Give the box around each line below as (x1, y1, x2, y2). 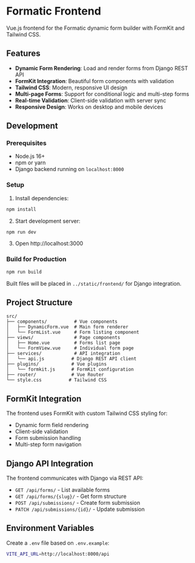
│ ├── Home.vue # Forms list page (6, 340, 121, 346)
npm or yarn (15, 159, 46, 166)
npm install (6, 206, 36, 212)
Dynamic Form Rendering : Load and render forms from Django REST (15, 64, 188, 72)
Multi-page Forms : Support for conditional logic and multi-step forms (15, 90, 190, 98)
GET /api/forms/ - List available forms (15, 487, 110, 494)
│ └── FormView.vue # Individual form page (6, 345, 134, 351)
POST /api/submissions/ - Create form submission (15, 499, 140, 507)
